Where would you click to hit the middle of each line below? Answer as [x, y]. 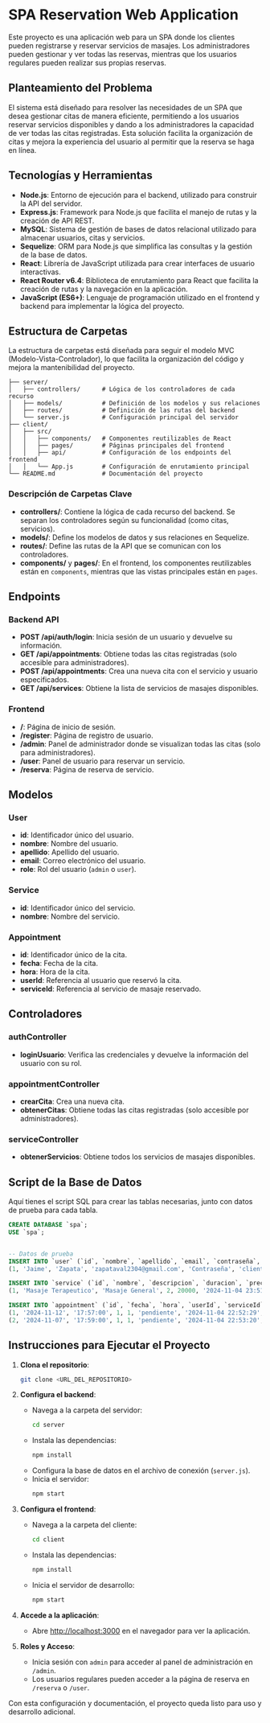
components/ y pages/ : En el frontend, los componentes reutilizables [135, 563]
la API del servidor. [51, 204]
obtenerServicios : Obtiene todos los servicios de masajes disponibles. [137, 1157]
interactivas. [41, 272]
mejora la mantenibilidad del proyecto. [72, 368]
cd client [49, 1540]
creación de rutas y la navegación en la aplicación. [104, 289]
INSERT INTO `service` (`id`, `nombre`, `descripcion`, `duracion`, [125, 1283]
